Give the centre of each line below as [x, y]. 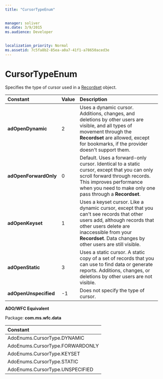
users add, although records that [117, 220]
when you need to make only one [117, 188]
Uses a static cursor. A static [112, 253]
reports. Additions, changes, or [115, 270]
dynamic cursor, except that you [117, 208]
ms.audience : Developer [29, 32]
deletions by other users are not [116, 277]
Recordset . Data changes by [113, 238]
